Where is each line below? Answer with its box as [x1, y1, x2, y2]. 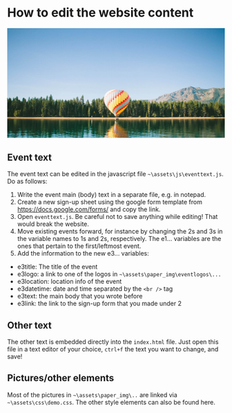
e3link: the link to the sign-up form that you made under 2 [17, 299, 182, 308]
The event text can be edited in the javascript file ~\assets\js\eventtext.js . [7, 170, 224, 178]
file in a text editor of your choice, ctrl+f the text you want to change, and [7, 345, 219, 354]
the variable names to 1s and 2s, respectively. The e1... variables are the [17, 235, 222, 243]
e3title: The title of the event [17, 262, 98, 271]
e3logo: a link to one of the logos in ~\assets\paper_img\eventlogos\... [17, 270, 222, 278]
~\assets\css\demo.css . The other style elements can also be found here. [7, 398, 215, 406]
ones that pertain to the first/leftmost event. [17, 242, 142, 250]
